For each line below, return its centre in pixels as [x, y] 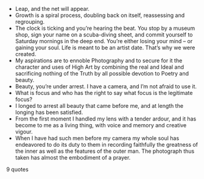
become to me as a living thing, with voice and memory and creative [101, 125]
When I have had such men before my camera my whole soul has [97, 138]
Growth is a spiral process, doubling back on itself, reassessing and [100, 15]
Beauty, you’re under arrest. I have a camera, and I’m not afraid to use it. [106, 86]
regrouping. [30, 22]
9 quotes [17, 169]
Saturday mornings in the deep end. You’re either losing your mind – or [104, 41]
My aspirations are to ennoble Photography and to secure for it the [99, 61]
